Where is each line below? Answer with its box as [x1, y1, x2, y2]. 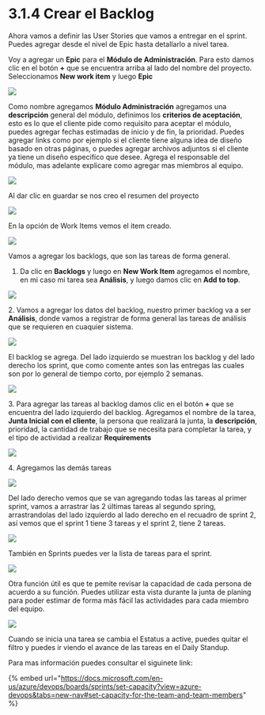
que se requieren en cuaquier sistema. [8, 321, 134, 331]
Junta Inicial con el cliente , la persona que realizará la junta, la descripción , [8, 416, 257, 425]
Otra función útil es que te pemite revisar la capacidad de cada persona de [8, 579, 252, 588]
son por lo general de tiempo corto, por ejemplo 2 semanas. [8, 369, 204, 378]
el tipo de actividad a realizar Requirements [8, 432, 152, 442]
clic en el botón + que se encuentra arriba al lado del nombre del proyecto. [8, 63, 252, 72]
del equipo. [8, 603, 45, 614]
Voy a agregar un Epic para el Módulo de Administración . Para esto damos [8, 55, 255, 64]
